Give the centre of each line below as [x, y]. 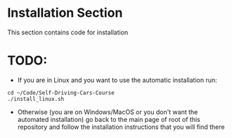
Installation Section [65, 13]
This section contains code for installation [68, 32]
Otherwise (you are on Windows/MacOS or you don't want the [108, 112]
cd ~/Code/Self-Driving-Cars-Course [61, 92]
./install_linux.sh [36, 99]
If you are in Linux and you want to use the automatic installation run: [117, 80]
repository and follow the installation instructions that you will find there [121, 127]
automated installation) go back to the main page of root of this [109, 119]
